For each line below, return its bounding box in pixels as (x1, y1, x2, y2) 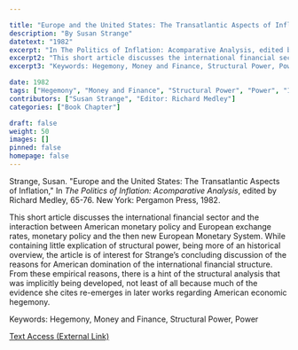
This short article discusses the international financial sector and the (9, 212, 260, 222)
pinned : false (9, 144, 62, 152)
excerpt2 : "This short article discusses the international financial (9, 54, 276, 63)
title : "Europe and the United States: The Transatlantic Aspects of (9, 20, 272, 29)
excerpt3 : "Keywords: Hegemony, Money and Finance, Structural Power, (9, 62, 276, 71)
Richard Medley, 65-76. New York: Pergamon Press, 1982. (9, 194, 221, 205)
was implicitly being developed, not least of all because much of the (9, 277, 258, 288)
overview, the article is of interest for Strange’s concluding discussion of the (9, 249, 286, 260)
